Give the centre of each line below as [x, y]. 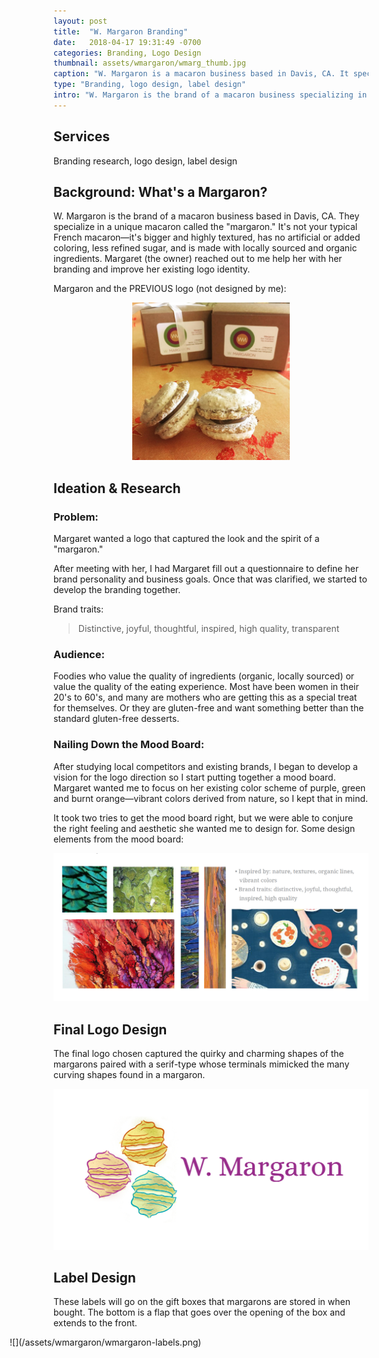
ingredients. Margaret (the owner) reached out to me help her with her [198, 259]
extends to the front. [95, 1323]
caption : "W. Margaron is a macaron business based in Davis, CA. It [201, 74]
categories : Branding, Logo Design [127, 53]
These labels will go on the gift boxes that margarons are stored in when [202, 1302]
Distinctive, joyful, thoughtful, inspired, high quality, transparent [208, 629]
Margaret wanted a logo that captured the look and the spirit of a [186, 539]
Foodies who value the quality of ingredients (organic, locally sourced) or [204, 676]
